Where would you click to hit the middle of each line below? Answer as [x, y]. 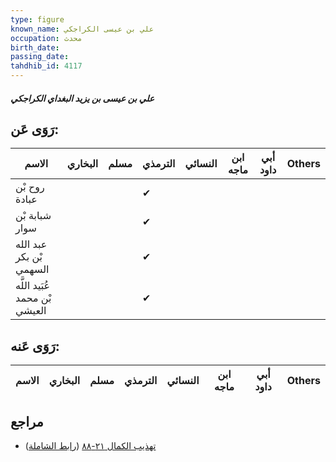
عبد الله [31, 244]
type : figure [37, 19]
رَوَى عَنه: [35, 346]
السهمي [32, 269]
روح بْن [30, 187]
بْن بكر [29, 257]
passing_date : [40, 57]
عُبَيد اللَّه [33, 286]
